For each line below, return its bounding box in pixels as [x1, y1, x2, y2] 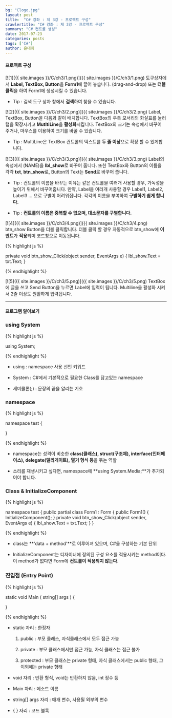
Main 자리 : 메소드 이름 [12, 685, 59, 691]
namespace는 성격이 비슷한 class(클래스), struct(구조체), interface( [12, 450, 153, 457]
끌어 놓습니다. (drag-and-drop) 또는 [83, 81, 157, 87]
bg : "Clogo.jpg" [5, 7, 40, 13]
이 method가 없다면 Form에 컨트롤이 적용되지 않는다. [12, 558, 119, 564]
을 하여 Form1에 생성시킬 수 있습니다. [13, 87, 88, 93]
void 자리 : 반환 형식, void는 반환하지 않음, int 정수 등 [12, 674, 119, 681]
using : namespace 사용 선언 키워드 [12, 363, 86, 370]
